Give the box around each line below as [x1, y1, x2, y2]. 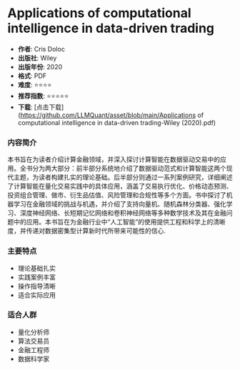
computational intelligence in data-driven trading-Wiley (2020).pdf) [17, 118, 216, 126]
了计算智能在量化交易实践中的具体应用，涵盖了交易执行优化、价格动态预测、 [7, 182, 233, 191]
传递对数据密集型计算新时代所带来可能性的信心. [26, 226, 166, 235]
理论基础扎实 [17, 264, 56, 272]
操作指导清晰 [17, 281, 56, 290]
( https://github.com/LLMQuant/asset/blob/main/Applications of [17, 111, 204, 119]
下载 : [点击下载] [17, 102, 64, 111]
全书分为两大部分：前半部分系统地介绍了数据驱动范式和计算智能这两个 [19, 164, 226, 173]
